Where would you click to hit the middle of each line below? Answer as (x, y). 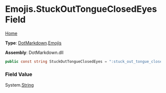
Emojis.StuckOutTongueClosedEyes (81, 9)
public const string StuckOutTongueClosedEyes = (56, 61)
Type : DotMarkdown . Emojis (33, 43)
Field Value (19, 74)
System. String (20, 85)
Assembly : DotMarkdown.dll (34, 52)
